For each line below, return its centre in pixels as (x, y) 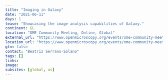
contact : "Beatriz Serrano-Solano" (42, 51)
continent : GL (20, 28)
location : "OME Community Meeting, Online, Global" (60, 33)
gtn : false (16, 47)
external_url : (20, 38)
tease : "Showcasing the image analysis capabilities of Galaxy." (74, 24)
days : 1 (13, 19)
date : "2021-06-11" (25, 14)
